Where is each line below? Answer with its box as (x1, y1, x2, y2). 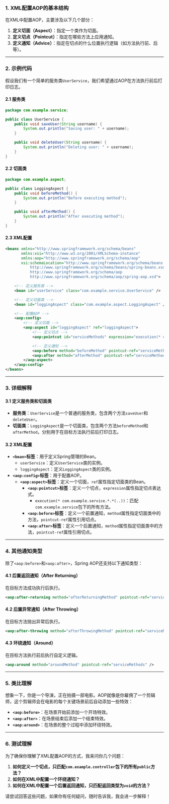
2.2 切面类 (5, 165, 27, 172)
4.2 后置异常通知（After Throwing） (5, 606, 81, 613)
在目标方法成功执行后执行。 (5, 584, 63, 590)
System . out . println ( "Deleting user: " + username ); (23, 145, 134, 150)
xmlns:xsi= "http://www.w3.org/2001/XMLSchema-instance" (21, 251, 141, 256)
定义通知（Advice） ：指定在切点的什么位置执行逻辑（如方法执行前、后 (12, 40, 158, 46)
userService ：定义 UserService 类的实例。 (20, 460, 106, 466)
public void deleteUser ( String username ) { (14, 140, 107, 145)
